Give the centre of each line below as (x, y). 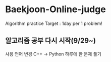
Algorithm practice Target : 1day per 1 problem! (54, 23)
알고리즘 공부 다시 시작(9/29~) (50, 41)
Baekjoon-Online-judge (55, 9)
